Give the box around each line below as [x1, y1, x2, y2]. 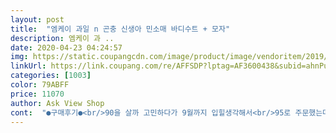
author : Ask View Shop [10, 98, 105, 108]
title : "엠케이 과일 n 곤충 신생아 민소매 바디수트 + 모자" [10, 24, 231, 34]
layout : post [10, 14, 65, 25]
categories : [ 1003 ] [10, 71, 92, 81]
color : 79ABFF [10, 80, 70, 90]
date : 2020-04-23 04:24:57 [10, 42, 123, 53]
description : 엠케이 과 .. [10, 33, 115, 43]
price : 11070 [10, 89, 65, 99]
